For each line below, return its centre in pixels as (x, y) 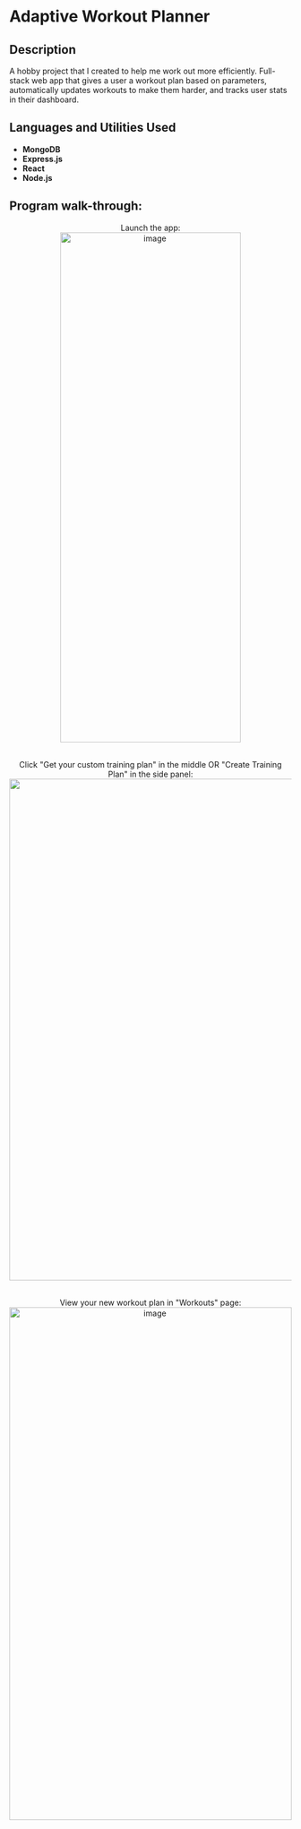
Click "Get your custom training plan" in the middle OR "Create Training (150, 764)
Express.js (42, 159)
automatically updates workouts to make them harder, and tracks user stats (148, 90)
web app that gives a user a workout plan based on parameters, (149, 81)
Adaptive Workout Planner (110, 17)
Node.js (37, 177)
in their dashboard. (44, 99)
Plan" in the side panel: (150, 774)
